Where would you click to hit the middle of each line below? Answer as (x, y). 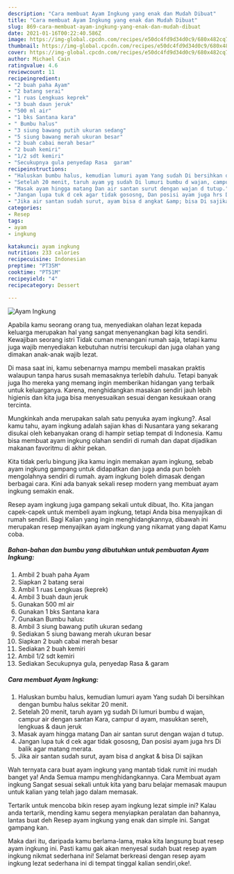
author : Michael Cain (39, 59)
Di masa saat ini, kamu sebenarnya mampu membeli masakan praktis (107, 368)
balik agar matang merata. (55, 749)
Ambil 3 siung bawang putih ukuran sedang (80, 627)
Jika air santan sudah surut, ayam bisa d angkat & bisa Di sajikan (110, 756)
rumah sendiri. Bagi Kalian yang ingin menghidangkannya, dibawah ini (108, 519)
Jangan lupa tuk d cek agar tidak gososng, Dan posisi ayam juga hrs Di (119, 742)
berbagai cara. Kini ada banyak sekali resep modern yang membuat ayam (113, 483)
